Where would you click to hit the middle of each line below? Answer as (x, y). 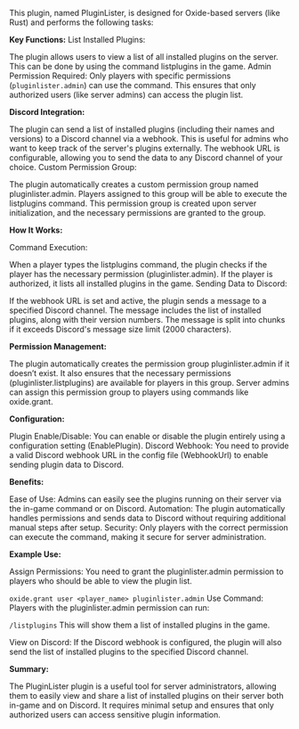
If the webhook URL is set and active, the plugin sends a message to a (138, 301)
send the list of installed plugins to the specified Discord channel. (129, 651)
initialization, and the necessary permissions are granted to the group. (137, 213)
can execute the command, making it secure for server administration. (138, 537)
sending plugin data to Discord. (67, 464)
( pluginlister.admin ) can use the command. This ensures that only (133, 85)
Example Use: (35, 554)
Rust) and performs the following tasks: (81, 22)
